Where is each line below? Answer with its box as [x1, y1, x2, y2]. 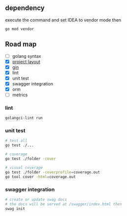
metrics [12, 92, 28, 98]
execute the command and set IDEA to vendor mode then [5, 17, 122, 23]
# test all [5, 138, 28, 143]
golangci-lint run [5, 115, 43, 121]
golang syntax [12, 53, 41, 59]
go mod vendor [5, 27, 34, 31]
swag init [5, 206, 26, 211]
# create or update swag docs [5, 197, 67, 202]
